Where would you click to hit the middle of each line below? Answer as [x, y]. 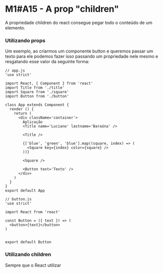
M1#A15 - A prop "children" [62, 9]
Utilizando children [28, 254]
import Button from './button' [37, 97]
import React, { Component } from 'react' [49, 84]
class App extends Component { [37, 105]
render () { [22, 109]
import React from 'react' [33, 212]
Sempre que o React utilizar [33, 265]
